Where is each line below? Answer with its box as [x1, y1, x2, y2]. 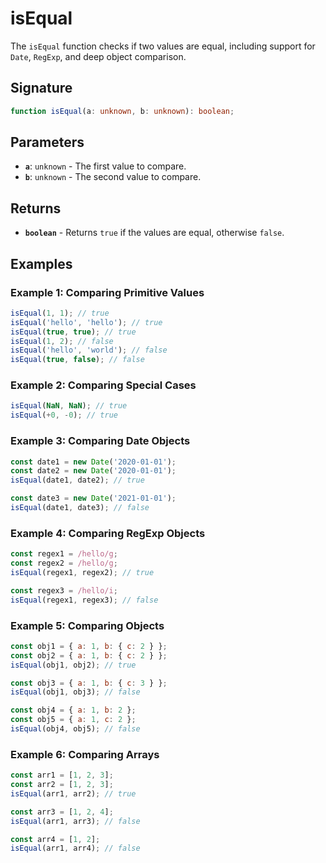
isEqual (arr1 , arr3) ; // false [10, 816, 141, 826]
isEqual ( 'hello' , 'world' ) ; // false [10, 345, 168, 356]
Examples [10, 255, 73, 272]
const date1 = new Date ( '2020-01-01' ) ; [10, 457, 177, 467]
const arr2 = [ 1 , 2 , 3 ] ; [10, 780, 114, 790]
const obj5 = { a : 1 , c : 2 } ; [10, 715, 137, 725]
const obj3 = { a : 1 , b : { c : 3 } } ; [10, 678, 168, 688]
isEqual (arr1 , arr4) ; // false [10, 843, 141, 854]
